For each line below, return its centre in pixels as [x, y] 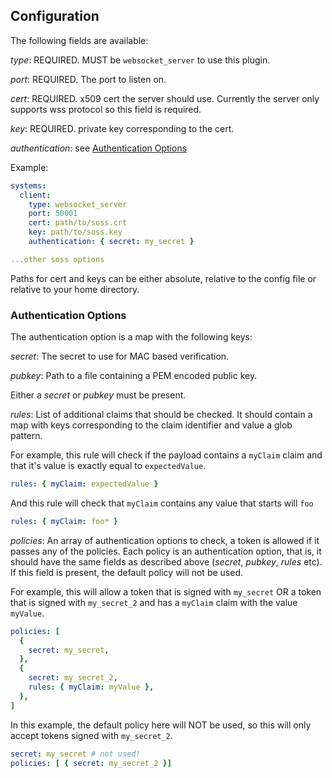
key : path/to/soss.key [75, 232]
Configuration [55, 16]
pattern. [26, 436]
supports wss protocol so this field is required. [106, 109]
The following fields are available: [79, 40]
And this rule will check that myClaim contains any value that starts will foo [162, 503]
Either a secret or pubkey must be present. [98, 395]
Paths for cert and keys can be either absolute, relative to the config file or [163, 278]
